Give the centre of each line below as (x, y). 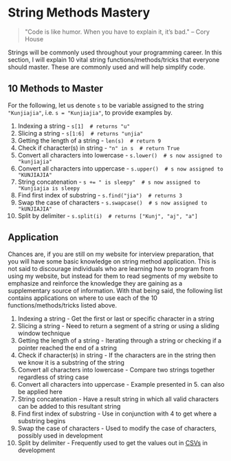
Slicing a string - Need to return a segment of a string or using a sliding (118, 325)
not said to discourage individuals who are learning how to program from (111, 268)
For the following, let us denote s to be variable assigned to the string (106, 105)
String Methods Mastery (79, 13)
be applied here (40, 392)
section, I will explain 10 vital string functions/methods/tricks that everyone (114, 59)
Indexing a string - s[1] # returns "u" (74, 126)
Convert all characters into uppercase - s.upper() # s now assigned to (120, 168)
